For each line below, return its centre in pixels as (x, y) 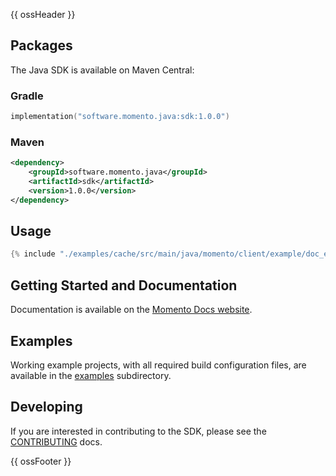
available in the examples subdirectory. (91, 375)
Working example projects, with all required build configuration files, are (158, 365)
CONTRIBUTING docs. (56, 441)
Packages (41, 45)
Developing (46, 407)
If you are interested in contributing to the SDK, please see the (138, 431)
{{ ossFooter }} (41, 461)
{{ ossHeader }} (43, 14)
